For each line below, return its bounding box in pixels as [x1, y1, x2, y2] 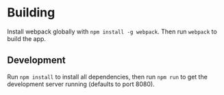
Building [7, 5, 55, 21]
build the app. [7, 34, 47, 42]
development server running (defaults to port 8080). [7, 80, 155, 88]
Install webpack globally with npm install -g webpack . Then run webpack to [7, 27, 217, 36]
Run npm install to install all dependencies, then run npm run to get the [7, 72, 208, 81]
